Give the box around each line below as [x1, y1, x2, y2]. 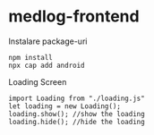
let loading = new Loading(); [8, 101, 122, 111]
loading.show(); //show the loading [8, 109, 145, 118]
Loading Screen [8, 76, 67, 87]
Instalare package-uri [8, 36, 88, 46]
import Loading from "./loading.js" [8, 94, 145, 103]
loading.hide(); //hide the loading [8, 117, 145, 126]
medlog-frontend [8, 6, 140, 27]
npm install [8, 53, 53, 62]
